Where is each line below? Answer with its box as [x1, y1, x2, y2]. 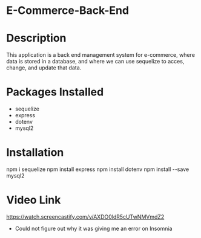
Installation [6, 146, 64, 159]
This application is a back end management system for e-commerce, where [6, 51, 196, 59]
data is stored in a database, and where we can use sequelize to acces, [6, 58, 185, 65]
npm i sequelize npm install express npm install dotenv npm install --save [6, 166, 189, 173]
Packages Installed [6, 85, 104, 99]
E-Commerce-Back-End [6, 4, 129, 18]
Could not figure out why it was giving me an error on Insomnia [15, 225, 173, 232]
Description [6, 31, 67, 45]
